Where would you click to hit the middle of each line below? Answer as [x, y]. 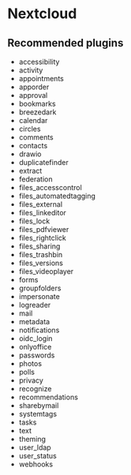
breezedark [37, 112]
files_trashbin [41, 254]
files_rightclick [42, 238]
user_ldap [35, 447]
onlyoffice [35, 347]
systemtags [37, 414]
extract [30, 171]
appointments [41, 79]
